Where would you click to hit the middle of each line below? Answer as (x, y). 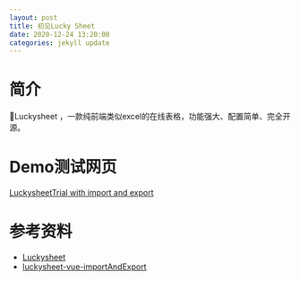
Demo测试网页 (63, 167)
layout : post (34, 18)
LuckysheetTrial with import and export (81, 193)
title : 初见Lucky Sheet (52, 26)
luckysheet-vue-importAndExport (84, 267)
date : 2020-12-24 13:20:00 (60, 34)
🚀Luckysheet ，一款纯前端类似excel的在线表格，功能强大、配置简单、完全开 (150, 117)
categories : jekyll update (60, 43)
